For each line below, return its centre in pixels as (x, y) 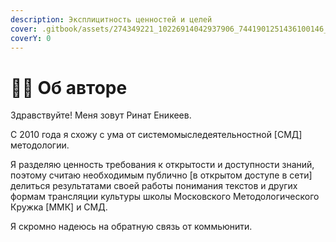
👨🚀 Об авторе (69, 87)
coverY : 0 (31, 38)
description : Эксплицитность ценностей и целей (111, 19)
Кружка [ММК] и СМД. (59, 207)
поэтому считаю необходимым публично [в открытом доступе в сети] (161, 175)
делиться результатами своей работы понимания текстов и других (154, 186)
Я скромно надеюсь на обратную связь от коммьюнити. (131, 227)
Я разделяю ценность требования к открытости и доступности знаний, (162, 165)
